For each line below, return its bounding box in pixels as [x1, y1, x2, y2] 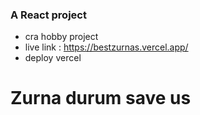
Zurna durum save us [10, 87, 192, 110]
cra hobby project [24, 31, 99, 43]
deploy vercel [24, 52, 82, 64]
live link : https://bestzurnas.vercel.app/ [24, 41, 189, 53]
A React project [10, 8, 87, 22]
